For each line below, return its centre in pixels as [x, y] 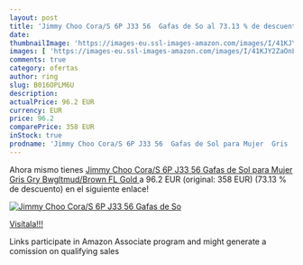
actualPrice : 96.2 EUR [52, 102]
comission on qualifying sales [64, 251]
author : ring [34, 77]
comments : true [38, 60]
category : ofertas [44, 69]
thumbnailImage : [40, 43]
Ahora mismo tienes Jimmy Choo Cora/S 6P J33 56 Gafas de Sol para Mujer [151, 169]
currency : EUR [36, 110]
